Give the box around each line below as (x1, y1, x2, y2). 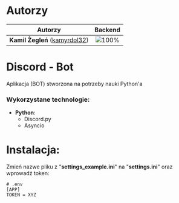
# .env (6, 181, 23, 188)
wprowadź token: (6, 170, 50, 177)
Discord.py (24, 116, 51, 123)
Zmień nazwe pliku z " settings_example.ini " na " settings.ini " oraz (6, 163, 173, 170)
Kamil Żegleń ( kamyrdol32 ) (9, 36, 89, 44)
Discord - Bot (6, 60, 74, 74)
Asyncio (24, 122, 45, 129)
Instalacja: (6, 143, 60, 157)
